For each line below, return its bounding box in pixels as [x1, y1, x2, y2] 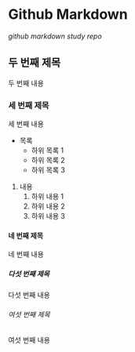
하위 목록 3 [31, 165, 65, 175]
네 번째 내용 [8, 249, 45, 259]
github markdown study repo [8, 31, 102, 41]
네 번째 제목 [8, 230, 44, 240]
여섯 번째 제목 [8, 310, 51, 319]
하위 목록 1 [31, 146, 64, 155]
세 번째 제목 [8, 100, 49, 111]
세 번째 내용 [8, 119, 45, 129]
